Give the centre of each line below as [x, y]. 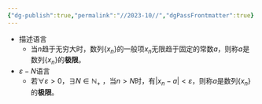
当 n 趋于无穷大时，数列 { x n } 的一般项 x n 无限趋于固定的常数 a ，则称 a [137, 50]
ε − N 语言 [34, 71]
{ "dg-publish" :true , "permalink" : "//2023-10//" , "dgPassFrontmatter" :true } [131, 15]
